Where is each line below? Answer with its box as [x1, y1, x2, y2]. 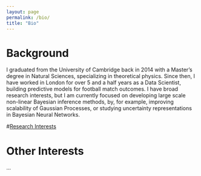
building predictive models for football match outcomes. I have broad [6, 85, 179, 93]
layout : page [6, 8, 39, 15]
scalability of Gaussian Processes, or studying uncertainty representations [6, 105, 193, 112]
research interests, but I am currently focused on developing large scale [6, 92, 186, 99]
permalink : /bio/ [6, 15, 50, 21]
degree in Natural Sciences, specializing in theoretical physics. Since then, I [6, 73, 196, 80]
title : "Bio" [6, 20, 39, 26]
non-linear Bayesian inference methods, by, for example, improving [6, 98, 174, 106]
